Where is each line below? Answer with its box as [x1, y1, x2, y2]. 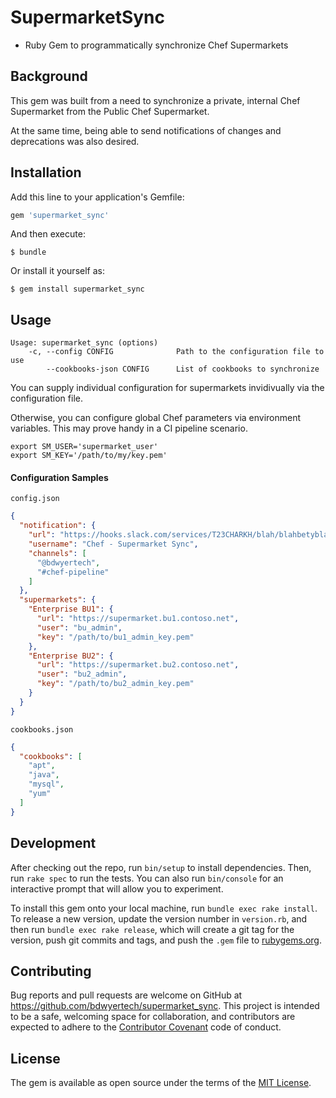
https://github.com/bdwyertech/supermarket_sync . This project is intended [10, 1000, 320, 1012]
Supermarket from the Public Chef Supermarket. [10, 105, 210, 117]
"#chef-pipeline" [36, 567, 110, 577]
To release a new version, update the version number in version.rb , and [10, 912, 308, 925]
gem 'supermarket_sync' [10, 210, 110, 220]
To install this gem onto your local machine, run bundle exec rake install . [10, 902, 318, 914]
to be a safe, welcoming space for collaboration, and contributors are [10, 1011, 296, 1023]
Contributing [10, 962, 92, 980]
